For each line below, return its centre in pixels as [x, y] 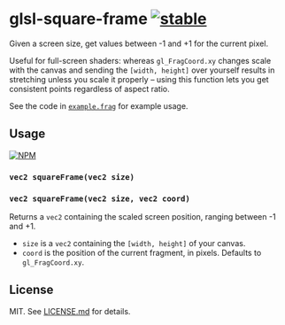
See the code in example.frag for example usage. [99, 105]
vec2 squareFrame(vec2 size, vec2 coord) [100, 198]
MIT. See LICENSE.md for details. [70, 311]
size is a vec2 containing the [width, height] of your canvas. [134, 243]
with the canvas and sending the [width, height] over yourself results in [142, 70]
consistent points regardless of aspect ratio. [89, 89]
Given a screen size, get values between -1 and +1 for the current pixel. [139, 43]
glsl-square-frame [78, 19]
